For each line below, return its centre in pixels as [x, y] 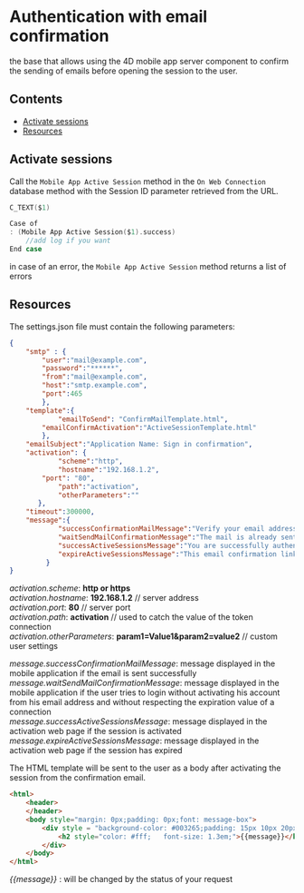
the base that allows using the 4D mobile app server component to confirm [149, 61]
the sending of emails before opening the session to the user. [123, 71]
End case [26, 250]
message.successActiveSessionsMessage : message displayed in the [138, 721]
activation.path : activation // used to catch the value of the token [131, 617]
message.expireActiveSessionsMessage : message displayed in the [134, 741]
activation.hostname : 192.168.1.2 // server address [104, 598]
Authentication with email [109, 17]
